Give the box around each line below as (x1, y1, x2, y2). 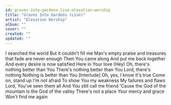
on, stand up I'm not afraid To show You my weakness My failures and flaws (5, 77, 165, 83)
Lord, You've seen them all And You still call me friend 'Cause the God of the (5, 82, 166, 89)
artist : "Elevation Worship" (5, 17, 67, 22)
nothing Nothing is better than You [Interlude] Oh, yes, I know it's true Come (5, 72, 165, 78)
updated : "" (5, 36, 31, 41)
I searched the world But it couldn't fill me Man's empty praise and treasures (5, 50, 166, 56)
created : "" (5, 31, 31, 36)
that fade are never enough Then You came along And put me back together (5, 55, 166, 61)
